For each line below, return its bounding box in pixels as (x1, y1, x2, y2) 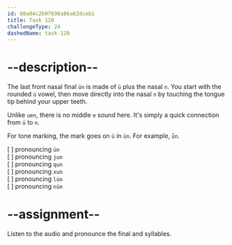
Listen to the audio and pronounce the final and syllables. (7, 230, 172, 238)
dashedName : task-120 (7, 29, 70, 37)
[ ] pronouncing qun (7, 160, 63, 168)
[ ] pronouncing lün (7, 175, 63, 183)
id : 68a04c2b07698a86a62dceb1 (7, 10, 95, 17)
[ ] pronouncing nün (7, 182, 63, 191)
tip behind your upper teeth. (7, 97, 88, 106)
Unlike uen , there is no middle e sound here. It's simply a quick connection (7, 111, 219, 119)
